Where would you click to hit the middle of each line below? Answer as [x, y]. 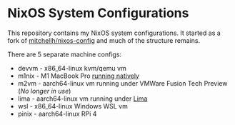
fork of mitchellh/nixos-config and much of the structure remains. [104, 40]
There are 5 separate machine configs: [65, 54]
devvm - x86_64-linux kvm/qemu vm [72, 68]
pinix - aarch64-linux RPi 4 [57, 114]
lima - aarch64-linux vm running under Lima [82, 99]
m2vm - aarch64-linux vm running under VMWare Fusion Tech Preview [122, 83]
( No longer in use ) [44, 91]
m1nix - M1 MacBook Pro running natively [78, 76]
